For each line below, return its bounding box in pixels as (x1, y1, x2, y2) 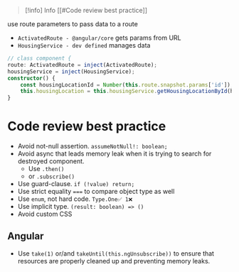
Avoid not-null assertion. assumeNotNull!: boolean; (17, 142, 168, 151)
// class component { (7, 55, 72, 62)
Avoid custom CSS (17, 210, 73, 219)
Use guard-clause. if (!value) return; (17, 180, 135, 188)
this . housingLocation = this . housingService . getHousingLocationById (20, 88, 228, 95)
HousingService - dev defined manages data (17, 41, 151, 49)
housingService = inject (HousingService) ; (7, 67, 135, 75)
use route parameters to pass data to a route (7, 20, 139, 28)
